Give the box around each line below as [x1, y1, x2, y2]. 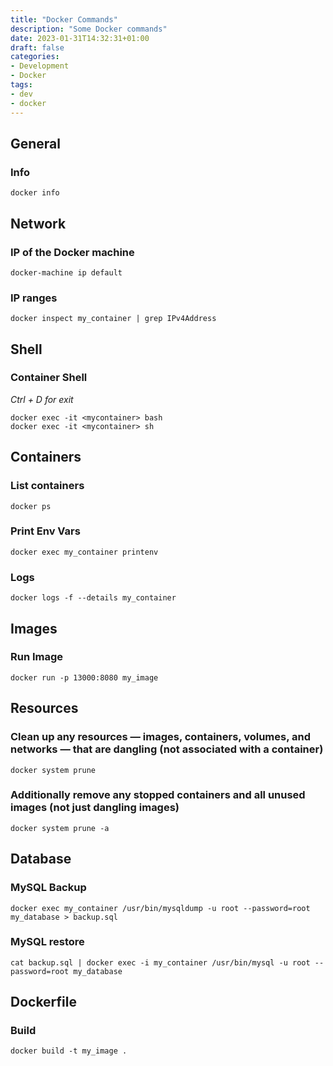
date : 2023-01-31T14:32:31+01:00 [10, 33, 150, 43]
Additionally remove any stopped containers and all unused [10, 788, 306, 802]
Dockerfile [10, 994, 78, 1011]
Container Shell [10, 371, 88, 385]
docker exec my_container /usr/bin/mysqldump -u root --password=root [10, 903, 311, 913]
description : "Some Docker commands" [10, 24, 168, 34]
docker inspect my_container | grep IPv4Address [10, 314, 217, 324]
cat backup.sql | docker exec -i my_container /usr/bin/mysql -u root [10, 957, 311, 968]
